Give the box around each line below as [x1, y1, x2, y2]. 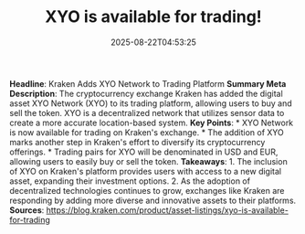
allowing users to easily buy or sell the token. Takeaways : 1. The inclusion [9, 155, 288, 166]
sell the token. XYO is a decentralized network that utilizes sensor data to [9, 107, 285, 118]
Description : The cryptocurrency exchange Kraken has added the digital [9, 88, 283, 99]
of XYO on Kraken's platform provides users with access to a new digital [9, 165, 281, 176]
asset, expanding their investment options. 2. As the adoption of [9, 175, 251, 186]
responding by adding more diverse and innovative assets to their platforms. [9, 195, 297, 206]
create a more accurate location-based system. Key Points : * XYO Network [9, 117, 294, 128]
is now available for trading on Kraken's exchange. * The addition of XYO [9, 126, 285, 138]
